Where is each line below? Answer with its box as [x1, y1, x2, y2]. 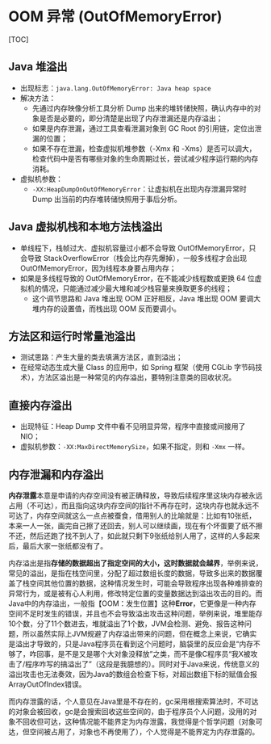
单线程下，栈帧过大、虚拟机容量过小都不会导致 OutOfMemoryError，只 [19, 243, 256, 253]
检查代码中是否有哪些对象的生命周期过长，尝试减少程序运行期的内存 [31, 153, 259, 163]
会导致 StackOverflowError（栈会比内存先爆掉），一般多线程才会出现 [19, 253, 248, 263]
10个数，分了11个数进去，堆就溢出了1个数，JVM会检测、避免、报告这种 [8, 619, 244, 628]
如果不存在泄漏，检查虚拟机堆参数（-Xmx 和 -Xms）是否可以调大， [31, 143, 256, 153]
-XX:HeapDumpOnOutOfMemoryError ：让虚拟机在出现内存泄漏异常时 [31, 183, 248, 194]
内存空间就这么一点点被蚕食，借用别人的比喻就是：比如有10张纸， [35, 511, 256, 520]
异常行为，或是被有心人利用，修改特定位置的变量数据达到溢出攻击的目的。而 [8, 589, 263, 598]
